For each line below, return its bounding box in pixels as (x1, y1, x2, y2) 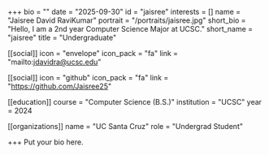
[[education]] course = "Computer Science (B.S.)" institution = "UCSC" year (7, 97, 262, 106)
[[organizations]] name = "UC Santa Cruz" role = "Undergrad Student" (7, 122, 243, 131)
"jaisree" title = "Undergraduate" (7, 32, 117, 42)
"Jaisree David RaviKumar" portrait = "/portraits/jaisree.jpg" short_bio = (7, 15, 246, 25)
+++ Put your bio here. (7, 137, 84, 147)
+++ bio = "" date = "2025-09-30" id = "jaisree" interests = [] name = (7, 7, 241, 16)
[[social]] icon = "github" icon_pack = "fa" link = (7, 73, 169, 82)
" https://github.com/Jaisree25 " (7, 81, 111, 91)
